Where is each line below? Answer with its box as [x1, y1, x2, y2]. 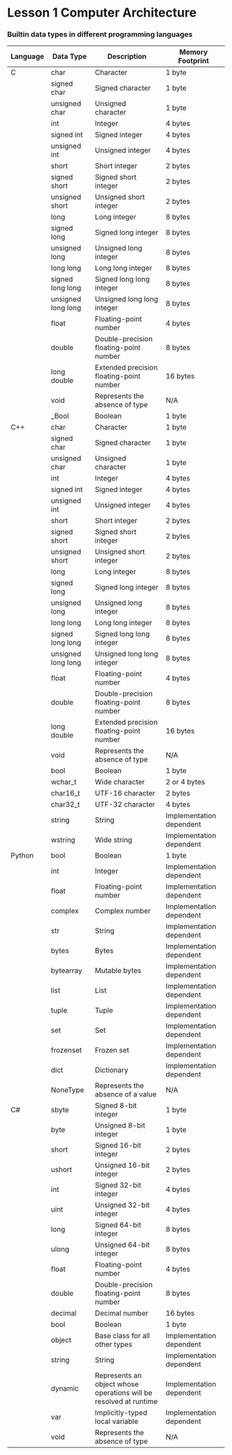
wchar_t [50, 777, 77, 787]
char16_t [50, 788, 81, 798]
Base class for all [95, 1331, 151, 1341]
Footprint [178, 56, 209, 66]
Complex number [95, 906, 151, 916]
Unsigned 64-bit [95, 1240, 150, 1250]
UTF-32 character [95, 799, 155, 809]
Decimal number [95, 1308, 148, 1318]
